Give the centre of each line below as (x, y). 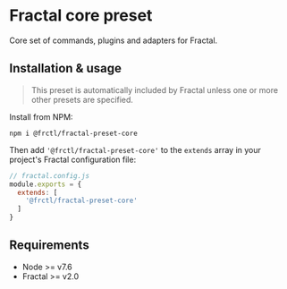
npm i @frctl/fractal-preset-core (74, 133)
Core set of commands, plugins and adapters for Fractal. (114, 40)
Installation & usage (66, 68)
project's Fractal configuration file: (73, 159)
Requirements (49, 246)
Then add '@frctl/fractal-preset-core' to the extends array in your (135, 149)
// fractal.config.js (50, 175)
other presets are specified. (82, 99)
